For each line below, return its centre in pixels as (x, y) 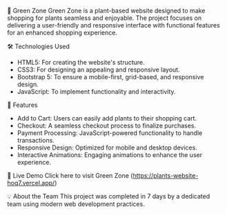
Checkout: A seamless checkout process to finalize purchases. (107, 125)
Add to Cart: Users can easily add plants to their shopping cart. (107, 118)
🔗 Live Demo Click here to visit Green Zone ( (70, 175)
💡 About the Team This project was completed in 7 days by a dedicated (109, 196)
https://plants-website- (166, 175)
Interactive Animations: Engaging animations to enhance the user (109, 155)
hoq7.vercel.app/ (31, 183)
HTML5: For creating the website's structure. (81, 62)
